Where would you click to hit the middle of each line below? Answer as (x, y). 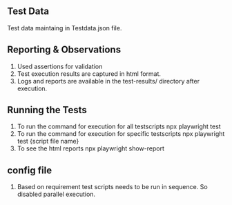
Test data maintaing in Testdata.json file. (65, 28)
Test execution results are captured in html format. (89, 74)
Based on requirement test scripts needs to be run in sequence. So (113, 187)
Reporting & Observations (64, 50)
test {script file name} (48, 141)
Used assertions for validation (60, 66)
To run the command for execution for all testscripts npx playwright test (119, 126)
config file (30, 170)
